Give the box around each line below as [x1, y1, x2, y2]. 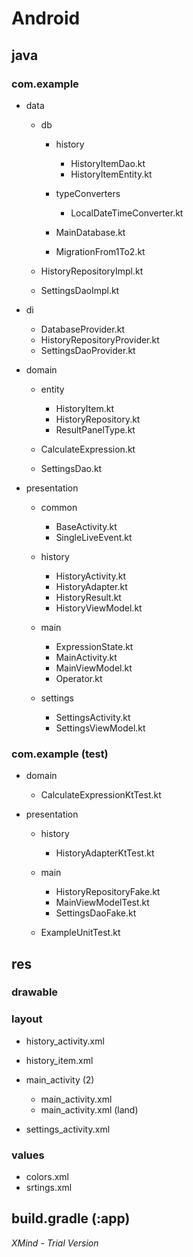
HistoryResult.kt [55, 591, 122, 603]
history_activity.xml [25, 1035, 105, 1047]
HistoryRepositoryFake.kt [55, 886, 161, 898]
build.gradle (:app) [11, 1210, 131, 1227]
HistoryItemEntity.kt [70, 168, 153, 180]
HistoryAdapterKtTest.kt [55, 847, 155, 859]
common [40, 501, 78, 513]
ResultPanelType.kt [55, 423, 136, 436]
